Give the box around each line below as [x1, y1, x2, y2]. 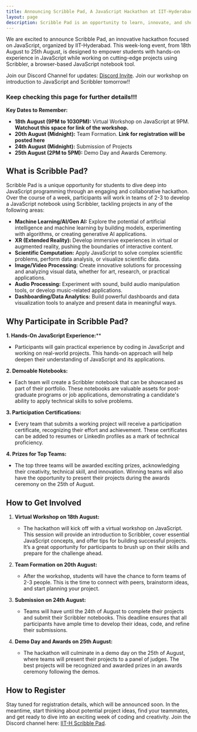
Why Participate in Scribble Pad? [6, 316, 128, 327]
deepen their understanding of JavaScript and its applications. [14, 356, 166, 363]
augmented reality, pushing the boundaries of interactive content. [14, 243, 174, 250]
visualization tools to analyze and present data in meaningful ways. [14, 300, 177, 307]
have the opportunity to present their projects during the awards [14, 474, 170, 481]
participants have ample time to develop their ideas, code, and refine [23, 620, 190, 627]
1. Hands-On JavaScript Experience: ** [6, 332, 101, 339]
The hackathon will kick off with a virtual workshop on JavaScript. [23, 525, 183, 532]
